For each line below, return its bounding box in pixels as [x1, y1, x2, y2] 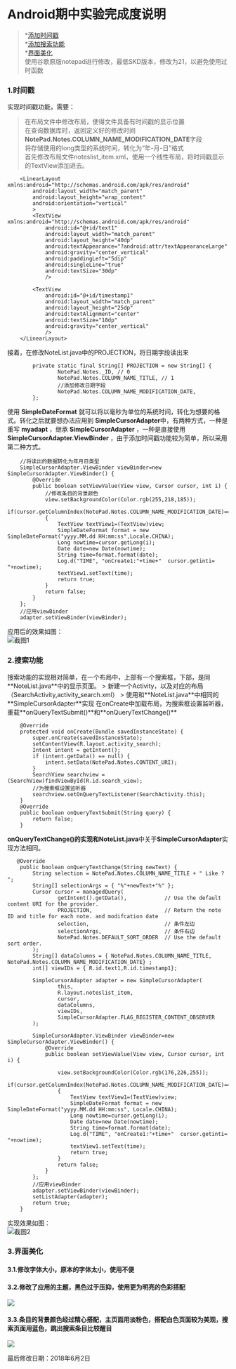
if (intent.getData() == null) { [32, 753, 131, 760]
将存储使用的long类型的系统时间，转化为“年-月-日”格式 [24, 144, 184, 152]
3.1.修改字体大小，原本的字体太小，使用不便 [7, 1265, 135, 1274]
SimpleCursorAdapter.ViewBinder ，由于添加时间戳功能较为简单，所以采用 [7, 434, 228, 442]
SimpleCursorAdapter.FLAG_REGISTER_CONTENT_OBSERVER [57, 1014, 216, 1021]
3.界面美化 [7, 1247, 44, 1257]
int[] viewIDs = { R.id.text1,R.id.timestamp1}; [32, 965, 178, 972]
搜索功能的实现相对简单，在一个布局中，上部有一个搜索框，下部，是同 [7, 673, 211, 681]
